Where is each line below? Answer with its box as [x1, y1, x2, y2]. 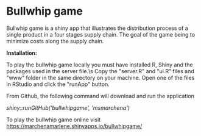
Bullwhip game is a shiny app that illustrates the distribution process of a [6, 24, 189, 32]
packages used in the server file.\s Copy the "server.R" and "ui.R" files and [6, 67, 195, 74]
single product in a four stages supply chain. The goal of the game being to [6, 30, 196, 38]
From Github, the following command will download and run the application [6, 92, 195, 99]
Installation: [6, 49, 38, 56]
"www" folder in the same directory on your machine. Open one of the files [6, 74, 195, 81]
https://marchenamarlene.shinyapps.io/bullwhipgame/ [6, 122, 143, 129]
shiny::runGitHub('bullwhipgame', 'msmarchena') [6, 104, 130, 111]
